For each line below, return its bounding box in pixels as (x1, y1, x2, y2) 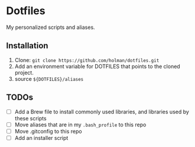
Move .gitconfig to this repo (14, 128, 82, 135)
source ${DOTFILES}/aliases (14, 75, 84, 82)
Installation (6, 41, 48, 51)
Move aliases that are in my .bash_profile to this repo (14, 121, 147, 128)
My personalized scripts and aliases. (6, 24, 96, 31)
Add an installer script (14, 134, 69, 141)
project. (14, 69, 34, 76)
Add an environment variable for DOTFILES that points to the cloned (14, 63, 180, 70)
